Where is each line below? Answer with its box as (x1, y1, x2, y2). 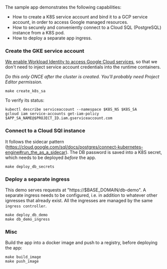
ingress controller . (5, 203, 47, 209)
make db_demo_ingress (5, 217, 50, 222)
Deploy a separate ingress (5, 175, 70, 182)
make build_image (5, 255, 41, 260)
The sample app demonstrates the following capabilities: (5, 4, 122, 10)
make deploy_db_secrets (5, 164, 55, 169)
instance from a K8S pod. (12, 30, 65, 35)
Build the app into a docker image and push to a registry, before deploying (5, 240, 158, 246)
